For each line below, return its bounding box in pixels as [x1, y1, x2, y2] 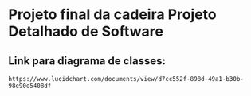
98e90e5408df [8, 82, 52, 90]
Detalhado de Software [8, 22, 163, 40]
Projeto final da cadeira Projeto [8, 6, 217, 24]
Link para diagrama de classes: [8, 54, 166, 67]
